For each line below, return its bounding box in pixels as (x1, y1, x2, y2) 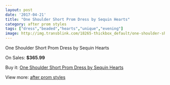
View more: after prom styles (5, 74, 66, 80)
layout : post (5, 7, 33, 13)
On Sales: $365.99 (5, 55, 46, 61)
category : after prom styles (5, 21, 67, 27)
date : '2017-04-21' (5, 12, 47, 17)
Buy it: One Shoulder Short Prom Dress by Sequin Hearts (5, 64, 124, 70)
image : (5, 31, 19, 36)
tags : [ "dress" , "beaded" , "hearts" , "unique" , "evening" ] (5, 26, 123, 31)
